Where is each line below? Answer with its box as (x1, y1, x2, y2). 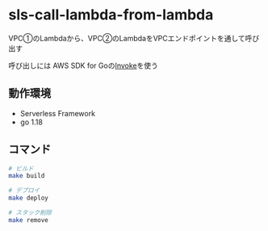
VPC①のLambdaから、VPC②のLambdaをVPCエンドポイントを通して (8, 33, 246, 43)
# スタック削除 (8, 208, 52, 217)
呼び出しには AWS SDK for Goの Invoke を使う (8, 61, 159, 70)
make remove (8, 216, 48, 224)
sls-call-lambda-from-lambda (8, 6, 214, 24)
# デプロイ (8, 187, 40, 195)
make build (8, 172, 45, 180)
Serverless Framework (19, 108, 95, 118)
